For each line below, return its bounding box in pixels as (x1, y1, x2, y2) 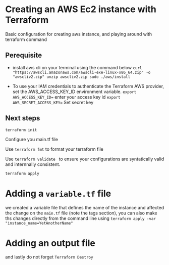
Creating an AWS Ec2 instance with (5, 4, 156, 15)
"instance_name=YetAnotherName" (5, 220, 73, 226)
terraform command (5, 36, 47, 42)
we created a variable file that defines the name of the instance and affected (5, 204, 164, 210)
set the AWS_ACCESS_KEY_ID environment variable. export (12, 89, 137, 95)
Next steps (5, 114, 40, 122)
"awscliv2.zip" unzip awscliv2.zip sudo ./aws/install (12, 74, 131, 79)
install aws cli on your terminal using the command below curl (12, 64, 142, 70)
